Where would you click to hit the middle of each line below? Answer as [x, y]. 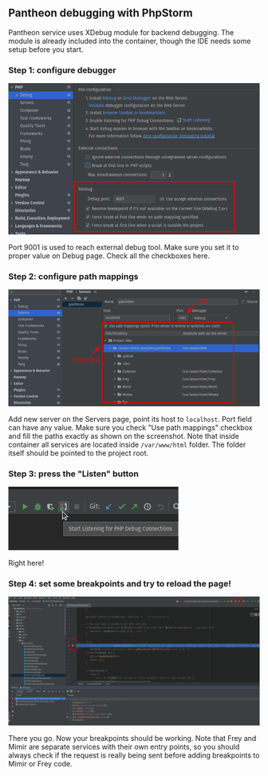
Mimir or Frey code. [41, 764]
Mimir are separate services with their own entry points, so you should [124, 747]
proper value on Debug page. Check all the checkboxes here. [109, 256]
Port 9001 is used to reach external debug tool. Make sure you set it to [124, 247]
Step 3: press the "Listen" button [74, 473]
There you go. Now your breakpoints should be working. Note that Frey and [132, 738]
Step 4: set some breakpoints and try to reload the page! [120, 584]
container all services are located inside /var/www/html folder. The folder [127, 444]
